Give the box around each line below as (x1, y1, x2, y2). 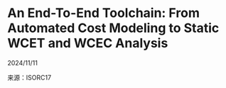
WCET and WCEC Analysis (7, 35, 168, 51)
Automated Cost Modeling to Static (7, 20, 220, 36)
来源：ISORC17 (7, 73, 52, 82)
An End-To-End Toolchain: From (7, 5, 200, 21)
